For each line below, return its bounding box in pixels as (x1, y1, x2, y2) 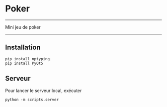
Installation (5, 43, 41, 52)
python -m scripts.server (5, 97, 59, 102)
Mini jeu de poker (5, 24, 41, 30)
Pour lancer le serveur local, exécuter (5, 88, 82, 94)
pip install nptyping (5, 56, 50, 61)
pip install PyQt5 (5, 61, 43, 66)
